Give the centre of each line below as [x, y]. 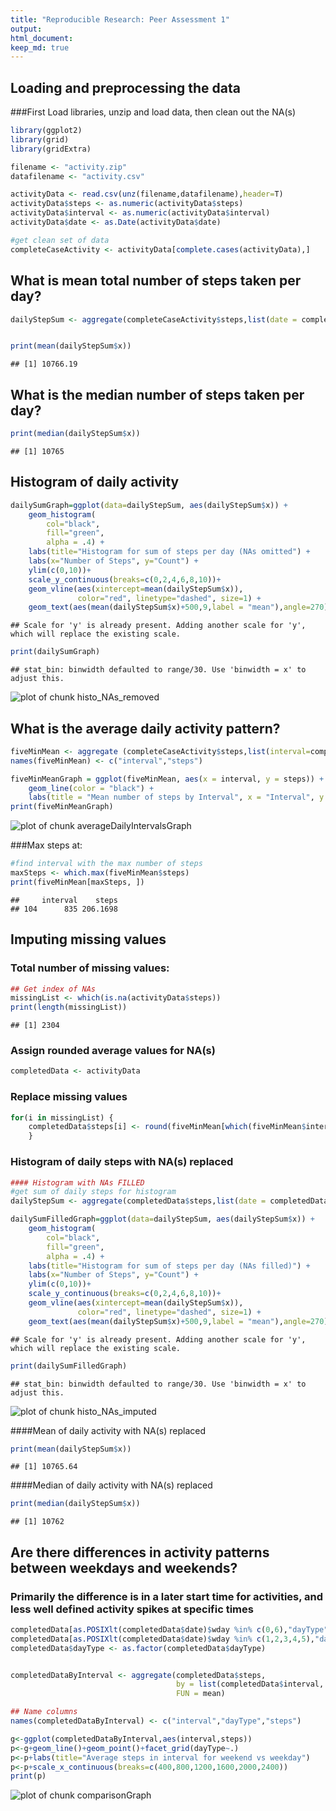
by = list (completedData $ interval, [250, 1684]
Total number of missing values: [90, 968]
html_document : [42, 38]
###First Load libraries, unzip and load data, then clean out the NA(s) [153, 112]
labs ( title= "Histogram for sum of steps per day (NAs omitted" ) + [169, 552]
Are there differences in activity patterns [140, 1552]
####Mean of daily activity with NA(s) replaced [108, 1430]
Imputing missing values [88, 939]
